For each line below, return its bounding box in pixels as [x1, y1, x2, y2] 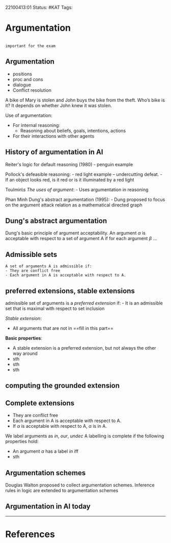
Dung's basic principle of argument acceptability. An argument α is [5, 230, 146, 236]
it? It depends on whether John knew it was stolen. [5, 102, 112, 109]
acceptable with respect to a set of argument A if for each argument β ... [5, 236, 157, 242]
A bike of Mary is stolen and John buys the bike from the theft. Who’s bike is [5, 97, 165, 103]
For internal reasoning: [12, 122, 60, 128]
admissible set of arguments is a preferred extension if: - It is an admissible [5, 300, 163, 306]
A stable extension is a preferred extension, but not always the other [12, 345, 156, 351]
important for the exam [5, 43, 56, 48]
